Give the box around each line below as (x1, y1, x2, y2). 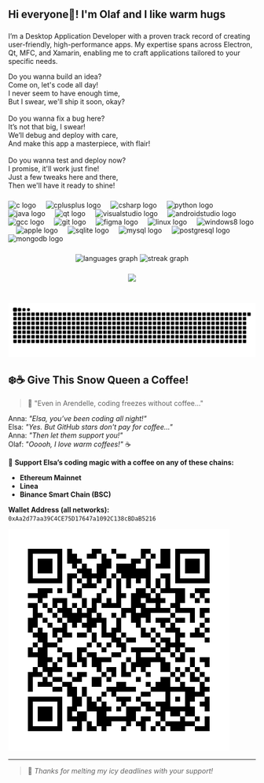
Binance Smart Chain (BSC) (19, 490, 112, 499)
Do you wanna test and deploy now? (8, 155, 126, 166)
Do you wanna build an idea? (8, 72, 102, 81)
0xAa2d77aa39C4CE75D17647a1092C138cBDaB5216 (8, 514, 156, 523)
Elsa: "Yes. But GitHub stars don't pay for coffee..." (8, 422, 173, 431)
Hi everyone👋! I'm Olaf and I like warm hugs (8, 8, 226, 21)
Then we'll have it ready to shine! (8, 181, 115, 190)
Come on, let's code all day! (8, 80, 99, 90)
